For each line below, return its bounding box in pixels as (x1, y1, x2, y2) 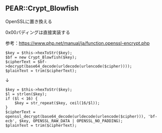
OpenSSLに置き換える (5, 18, 52, 25)
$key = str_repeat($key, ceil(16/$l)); (14, 100, 100, 105)
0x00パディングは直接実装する (5, 29, 70, 35)
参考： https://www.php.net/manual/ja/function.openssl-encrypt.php (5, 40, 150, 46)
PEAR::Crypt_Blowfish (5, 4, 79, 13)
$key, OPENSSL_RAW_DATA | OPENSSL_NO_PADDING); (19, 118, 123, 123)
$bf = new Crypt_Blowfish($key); (5, 55, 77, 60)
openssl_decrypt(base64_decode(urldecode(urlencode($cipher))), (5, 114, 146, 119)
